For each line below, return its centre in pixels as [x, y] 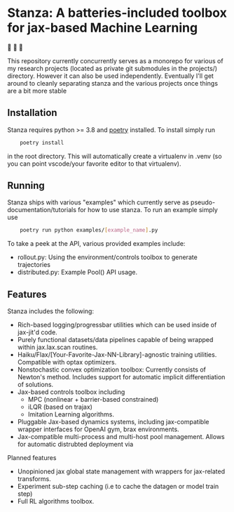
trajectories [34, 265]
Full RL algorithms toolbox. [56, 501]
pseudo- [203, 202]
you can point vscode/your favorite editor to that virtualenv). [94, 164]
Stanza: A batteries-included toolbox [117, 13]
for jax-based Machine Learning [103, 28]
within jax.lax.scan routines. [57, 347]
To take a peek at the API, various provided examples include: [96, 244]
